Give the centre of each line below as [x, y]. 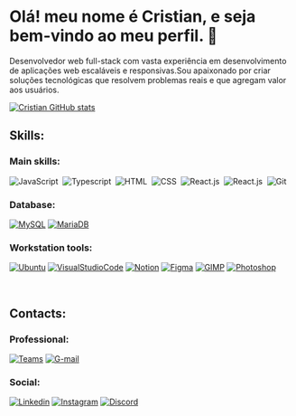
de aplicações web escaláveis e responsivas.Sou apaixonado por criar [140, 71]
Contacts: [38, 313]
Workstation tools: [51, 248]
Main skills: [35, 162]
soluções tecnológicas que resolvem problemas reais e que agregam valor [148, 80]
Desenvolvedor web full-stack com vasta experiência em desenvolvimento [148, 61]
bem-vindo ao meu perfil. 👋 [114, 36]
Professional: [39, 339]
